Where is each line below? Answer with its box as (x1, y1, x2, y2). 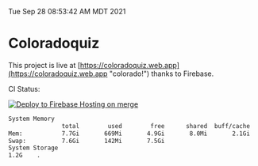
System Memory (8, 115, 56, 123)
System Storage (8, 144, 59, 153)
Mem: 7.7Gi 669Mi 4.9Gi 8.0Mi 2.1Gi (8, 130, 250, 138)
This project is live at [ (8, 60, 81, 70)
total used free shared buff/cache (61, 122, 250, 130)
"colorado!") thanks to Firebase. (109, 69, 214, 78)
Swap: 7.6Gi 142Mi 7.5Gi (8, 137, 165, 145)
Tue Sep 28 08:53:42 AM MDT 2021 (8, 7, 126, 16)
